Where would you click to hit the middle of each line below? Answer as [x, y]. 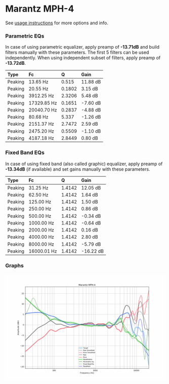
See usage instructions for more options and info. [57, 23]
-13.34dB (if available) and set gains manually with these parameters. [78, 169]
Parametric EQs [25, 36]
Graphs [14, 265]
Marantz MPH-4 [40, 9]
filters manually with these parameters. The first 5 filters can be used [77, 52]
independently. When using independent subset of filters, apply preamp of [83, 58]
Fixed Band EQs [25, 152]
